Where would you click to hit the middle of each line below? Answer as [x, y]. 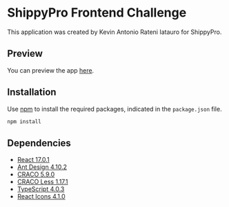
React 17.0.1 [33, 160]
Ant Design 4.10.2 [42, 167]
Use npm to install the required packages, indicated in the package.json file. [114, 109]
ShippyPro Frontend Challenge [97, 13]
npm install [24, 121]
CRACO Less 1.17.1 [42, 182]
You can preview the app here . [51, 70]
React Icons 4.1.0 [41, 197]
